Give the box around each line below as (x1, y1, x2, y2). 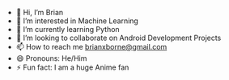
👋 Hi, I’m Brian (15, 8, 64, 17)
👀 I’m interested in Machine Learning (15, 16, 139, 26)
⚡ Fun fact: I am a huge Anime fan (15, 62, 129, 72)
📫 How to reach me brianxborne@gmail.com (15, 42, 168, 51)
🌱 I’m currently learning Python (15, 25, 120, 34)
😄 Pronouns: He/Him (15, 54, 87, 63)
